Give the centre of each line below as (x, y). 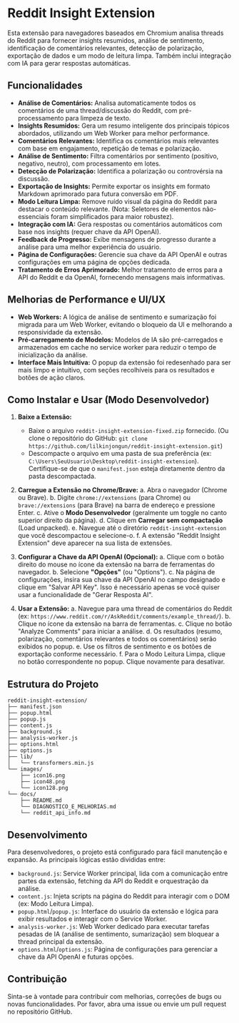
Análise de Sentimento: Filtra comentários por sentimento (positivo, (118, 156)
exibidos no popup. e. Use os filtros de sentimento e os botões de (115, 646)
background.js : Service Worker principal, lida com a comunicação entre (123, 873)
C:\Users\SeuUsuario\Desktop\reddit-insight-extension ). (113, 461)
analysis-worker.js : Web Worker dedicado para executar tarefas (113, 926)
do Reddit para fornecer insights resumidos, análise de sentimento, (106, 40)
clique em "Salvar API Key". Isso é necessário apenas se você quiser (118, 587)
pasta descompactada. (62, 477)
